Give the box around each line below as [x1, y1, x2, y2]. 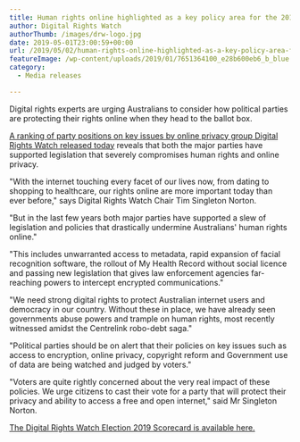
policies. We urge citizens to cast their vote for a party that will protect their [9, 386, 287, 396]
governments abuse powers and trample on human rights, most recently [9, 313, 275, 324]
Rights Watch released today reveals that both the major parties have [9, 139, 263, 150]
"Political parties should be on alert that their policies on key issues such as [9, 340, 287, 351]
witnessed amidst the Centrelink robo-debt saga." [9, 322, 193, 333]
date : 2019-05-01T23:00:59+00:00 [9, 38, 134, 47]
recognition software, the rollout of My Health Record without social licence [9, 258, 287, 269]
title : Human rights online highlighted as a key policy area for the [9, 13, 278, 22]
